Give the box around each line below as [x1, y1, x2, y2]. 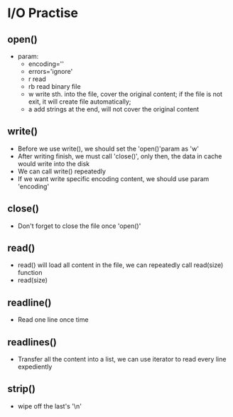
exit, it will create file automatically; [28, 97, 131, 106]
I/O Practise [7, 5, 79, 21]
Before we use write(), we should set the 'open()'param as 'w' [17, 144, 199, 153]
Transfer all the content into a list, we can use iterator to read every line [17, 355, 227, 364]
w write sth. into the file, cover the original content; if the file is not [28, 90, 222, 98]
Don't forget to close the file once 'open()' [17, 222, 141, 230]
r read [28, 75, 46, 83]
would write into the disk [17, 159, 90, 168]
